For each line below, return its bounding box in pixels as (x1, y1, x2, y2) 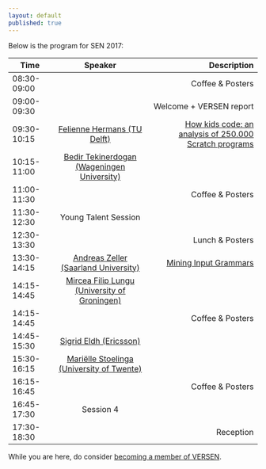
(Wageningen (74, 161, 126, 172)
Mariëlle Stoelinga (66, 353, 134, 364)
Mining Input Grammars (165, 257, 254, 268)
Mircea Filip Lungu (66, 275, 135, 286)
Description (208, 59, 254, 71)
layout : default (8, 11, 62, 20)
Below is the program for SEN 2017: (8, 40, 124, 50)
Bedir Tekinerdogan (63, 151, 137, 162)
